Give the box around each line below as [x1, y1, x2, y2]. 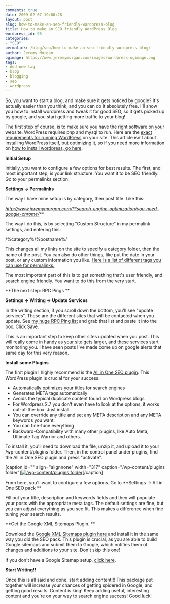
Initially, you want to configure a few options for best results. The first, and [5, 165, 161, 171]
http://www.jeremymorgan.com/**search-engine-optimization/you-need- [5, 205, 159, 212]
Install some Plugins [5, 359, 49, 365]
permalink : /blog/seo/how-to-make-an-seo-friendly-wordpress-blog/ [5, 45, 151, 51]
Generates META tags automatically [12, 390, 88, 396]
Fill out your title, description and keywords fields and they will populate [5, 494, 155, 500]
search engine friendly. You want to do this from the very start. [5, 278, 137, 284]
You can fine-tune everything [12, 422, 75, 429]
